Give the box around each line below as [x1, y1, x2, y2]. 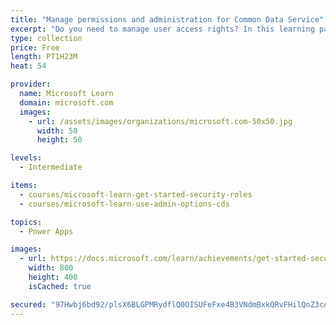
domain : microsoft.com [19, 97, 114, 108]
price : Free [10, 42, 60, 53]
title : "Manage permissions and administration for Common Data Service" [10, 14, 325, 25]
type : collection [10, 33, 83, 43]
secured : [10, 299, 47, 310]
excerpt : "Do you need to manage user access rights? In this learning [10, 24, 315, 34]
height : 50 [36, 135, 83, 145]
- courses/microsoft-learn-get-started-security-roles [19, 189, 253, 200]
